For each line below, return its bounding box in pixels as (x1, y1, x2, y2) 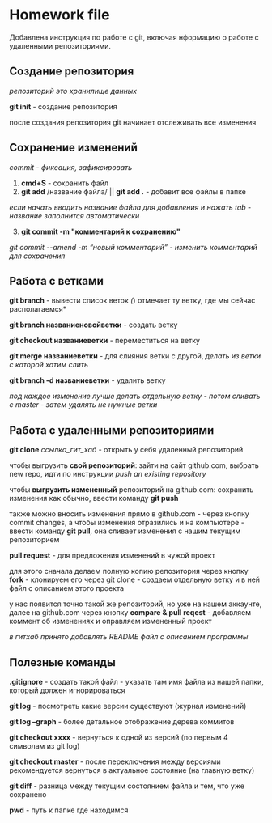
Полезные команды (9, 655, 116, 669)
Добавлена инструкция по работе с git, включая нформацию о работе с (9, 32, 259, 42)
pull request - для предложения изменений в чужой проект (9, 550, 215, 560)
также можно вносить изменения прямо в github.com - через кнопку (9, 509, 249, 519)
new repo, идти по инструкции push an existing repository (9, 469, 206, 479)
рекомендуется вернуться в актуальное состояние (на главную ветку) (9, 766, 255, 774)
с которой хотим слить (9, 360, 88, 370)
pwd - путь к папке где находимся (9, 805, 129, 815)
